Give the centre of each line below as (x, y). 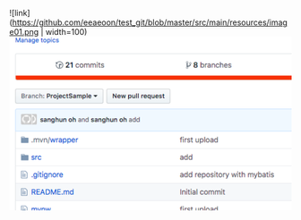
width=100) (66, 32)
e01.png (24, 32)
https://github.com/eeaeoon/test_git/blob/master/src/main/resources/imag (150, 22)
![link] (20, 13)
